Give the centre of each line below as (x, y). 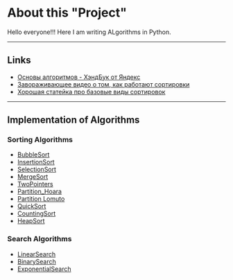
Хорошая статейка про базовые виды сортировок (91, 91)
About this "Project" (67, 13)
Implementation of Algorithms (74, 120)
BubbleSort (33, 155)
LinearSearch (36, 254)
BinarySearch (37, 261)
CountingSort (36, 213)
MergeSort (33, 177)
